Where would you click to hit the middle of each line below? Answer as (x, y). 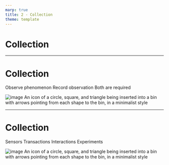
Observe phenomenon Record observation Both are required (68, 88)
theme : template (22, 19)
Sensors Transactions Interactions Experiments (54, 142)
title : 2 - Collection (29, 15)
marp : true (17, 10)
